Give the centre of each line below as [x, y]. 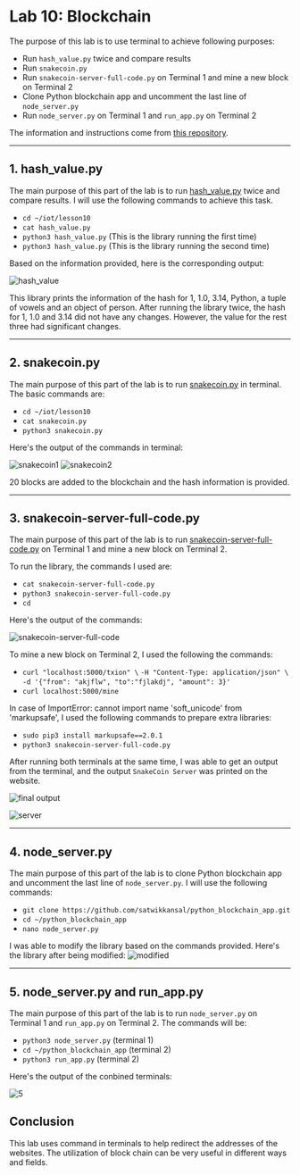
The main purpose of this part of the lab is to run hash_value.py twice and [145, 190]
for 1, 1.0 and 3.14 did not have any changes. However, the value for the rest [148, 317]
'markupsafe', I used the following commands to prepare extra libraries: [141, 718]
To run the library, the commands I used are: [91, 567]
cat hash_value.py [56, 228]
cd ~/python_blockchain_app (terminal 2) [96, 1050]
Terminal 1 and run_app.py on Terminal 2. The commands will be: [128, 1023]
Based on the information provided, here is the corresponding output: [137, 263]
